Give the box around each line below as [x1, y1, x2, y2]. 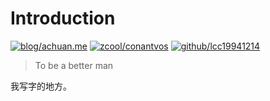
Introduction [10, 7, 116, 30]
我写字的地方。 [10, 80, 72, 92]
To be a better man [34, 59, 114, 71]
